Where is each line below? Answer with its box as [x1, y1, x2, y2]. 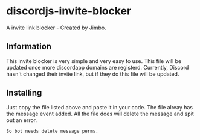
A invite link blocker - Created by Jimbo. [6, 24, 107, 31]
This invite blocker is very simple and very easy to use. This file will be [6, 57, 182, 64]
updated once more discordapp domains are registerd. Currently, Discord [6, 64, 189, 71]
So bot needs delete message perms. [6, 128, 98, 134]
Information [6, 41, 52, 52]
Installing [6, 88, 42, 98]
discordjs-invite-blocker [6, 4, 132, 18]
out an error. [6, 116, 37, 124]
